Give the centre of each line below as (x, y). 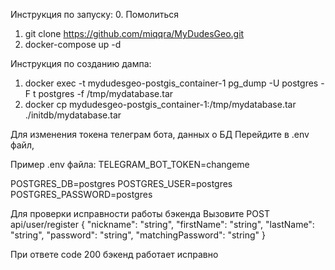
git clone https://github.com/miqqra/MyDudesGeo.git (134, 33)
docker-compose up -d (73, 44)
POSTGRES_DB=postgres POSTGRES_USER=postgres (121, 183)
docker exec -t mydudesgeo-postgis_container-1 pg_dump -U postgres (171, 83)
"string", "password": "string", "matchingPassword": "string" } (138, 235)
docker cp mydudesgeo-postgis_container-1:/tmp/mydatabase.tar (160, 104)
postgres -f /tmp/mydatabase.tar (106, 93)
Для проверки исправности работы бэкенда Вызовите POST (140, 213)
